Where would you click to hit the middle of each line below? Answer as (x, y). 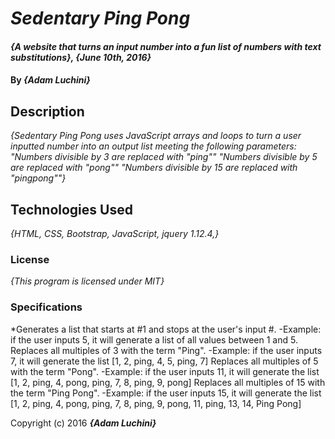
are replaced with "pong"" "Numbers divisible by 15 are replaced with (154, 168)
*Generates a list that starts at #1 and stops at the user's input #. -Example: (166, 329)
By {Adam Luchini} (50, 80)
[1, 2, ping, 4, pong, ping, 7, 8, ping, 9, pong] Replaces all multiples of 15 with (168, 382)
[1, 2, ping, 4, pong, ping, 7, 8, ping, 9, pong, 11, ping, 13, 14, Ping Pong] (156, 403)
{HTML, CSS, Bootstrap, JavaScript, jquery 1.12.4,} (115, 233)
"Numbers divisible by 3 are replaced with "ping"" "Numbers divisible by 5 (164, 157)
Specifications (46, 307)
